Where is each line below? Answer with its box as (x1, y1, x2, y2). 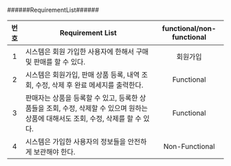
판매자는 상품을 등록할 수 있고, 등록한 (25, 93, 138, 102)
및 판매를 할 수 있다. (25, 58, 86, 67)
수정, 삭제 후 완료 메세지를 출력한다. (35, 80, 144, 90)
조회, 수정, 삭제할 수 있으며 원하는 (45, 104, 148, 112)
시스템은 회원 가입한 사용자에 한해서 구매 (25, 47, 149, 56)
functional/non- (162, 24, 217, 33)
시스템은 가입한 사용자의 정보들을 (25, 137, 126, 146)
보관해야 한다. (33, 147, 76, 156)
